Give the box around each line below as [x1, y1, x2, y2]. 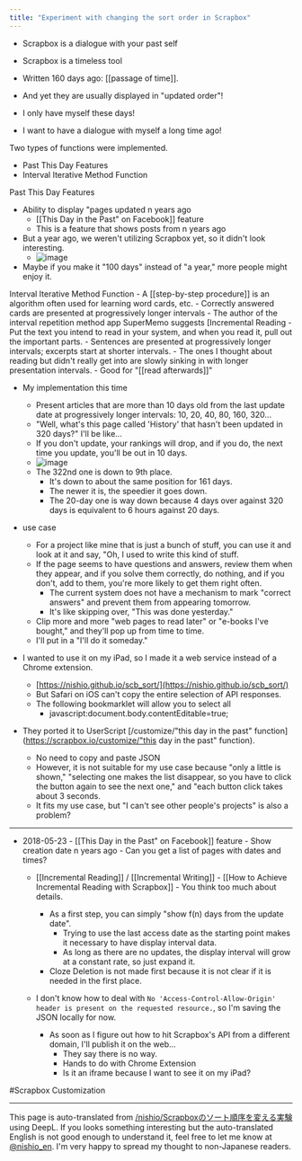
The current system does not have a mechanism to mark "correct [49, 587, 291, 598]
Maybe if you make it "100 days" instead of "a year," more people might [22, 261, 288, 272]
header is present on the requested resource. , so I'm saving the [35, 1002, 281, 1013]
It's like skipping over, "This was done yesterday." [49, 606, 234, 616]
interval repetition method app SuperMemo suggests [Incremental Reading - [9, 316, 292, 328]
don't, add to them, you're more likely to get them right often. [35, 577, 262, 589]
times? [22, 855, 48, 865]
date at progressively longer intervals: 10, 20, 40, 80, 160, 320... [35, 409, 272, 420]
